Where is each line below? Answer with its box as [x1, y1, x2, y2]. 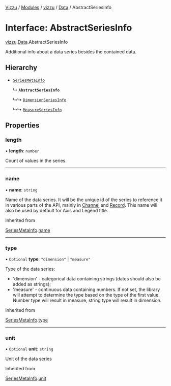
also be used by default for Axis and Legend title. [5, 207, 108, 213]
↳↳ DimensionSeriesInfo [12, 96, 67, 103]
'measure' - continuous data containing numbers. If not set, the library [12, 286, 160, 293]
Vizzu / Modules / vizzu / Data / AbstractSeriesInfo [5, 5, 112, 10]
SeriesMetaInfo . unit [5, 375, 47, 381]
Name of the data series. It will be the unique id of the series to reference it [5, 197, 163, 203]
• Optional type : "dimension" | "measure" [5, 256, 91, 262]
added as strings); [12, 281, 51, 287]
